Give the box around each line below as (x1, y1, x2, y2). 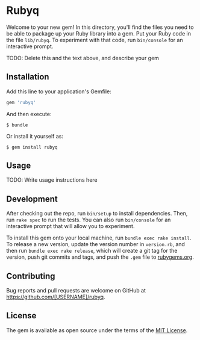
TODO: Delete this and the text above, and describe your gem (6, 54, 160, 61)
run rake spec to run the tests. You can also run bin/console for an (6, 216, 171, 223)
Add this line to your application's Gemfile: (6, 88, 111, 95)
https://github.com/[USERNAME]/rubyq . (6, 293, 105, 301)
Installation (6, 72, 49, 82)
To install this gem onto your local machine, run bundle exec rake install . (6, 234, 192, 241)
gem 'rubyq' (6, 99, 36, 105)
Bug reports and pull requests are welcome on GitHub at (6, 287, 146, 294)
